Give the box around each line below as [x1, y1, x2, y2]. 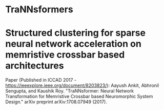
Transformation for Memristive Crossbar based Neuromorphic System [5, 94, 153, 100]
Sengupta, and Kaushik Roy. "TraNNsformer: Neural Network [5, 88, 134, 94]
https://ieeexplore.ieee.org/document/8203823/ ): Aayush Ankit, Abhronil [5, 82, 159, 88]
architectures [5, 60, 64, 71]
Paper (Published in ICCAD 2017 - [5, 77, 77, 83]
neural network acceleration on [5, 38, 142, 50]
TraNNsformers [5, 4, 73, 15]
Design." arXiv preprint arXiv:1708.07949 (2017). [5, 99, 108, 105]
